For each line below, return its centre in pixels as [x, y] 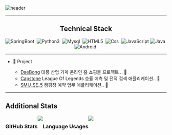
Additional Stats [31, 106]
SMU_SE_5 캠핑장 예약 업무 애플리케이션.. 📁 [64, 85]
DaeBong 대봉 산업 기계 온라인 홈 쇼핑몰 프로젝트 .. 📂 [73, 72]
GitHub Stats [21, 126]
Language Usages [66, 126]
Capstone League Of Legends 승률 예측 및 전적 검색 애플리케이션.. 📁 [90, 78]
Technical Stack [86, 29]
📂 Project [22, 61]
